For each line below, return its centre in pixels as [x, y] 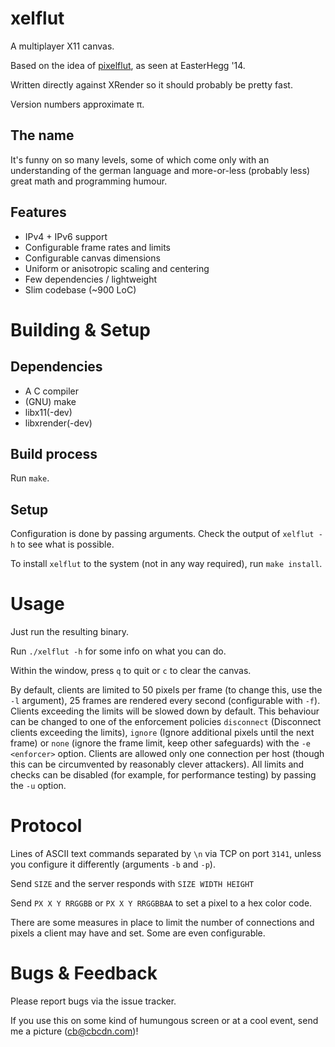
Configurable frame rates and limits [97, 247]
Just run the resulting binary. [69, 632]
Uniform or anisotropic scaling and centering [117, 268]
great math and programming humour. [89, 181]
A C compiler [51, 391]
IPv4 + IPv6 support [66, 236]
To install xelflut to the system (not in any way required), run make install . [166, 564]
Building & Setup [80, 329]
